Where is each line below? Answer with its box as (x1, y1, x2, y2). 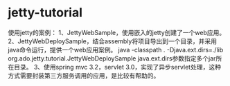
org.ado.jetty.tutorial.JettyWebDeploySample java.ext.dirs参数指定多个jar (8, 54, 216, 63)
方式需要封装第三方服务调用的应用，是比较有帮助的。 (8, 71, 160, 80)
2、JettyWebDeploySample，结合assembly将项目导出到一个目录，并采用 (8, 36, 218, 45)
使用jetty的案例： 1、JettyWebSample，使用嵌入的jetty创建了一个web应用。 (8, 28, 226, 36)
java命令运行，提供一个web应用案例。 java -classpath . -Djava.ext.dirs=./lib (8, 45, 224, 54)
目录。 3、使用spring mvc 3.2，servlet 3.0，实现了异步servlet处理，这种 (13, 63, 221, 71)
